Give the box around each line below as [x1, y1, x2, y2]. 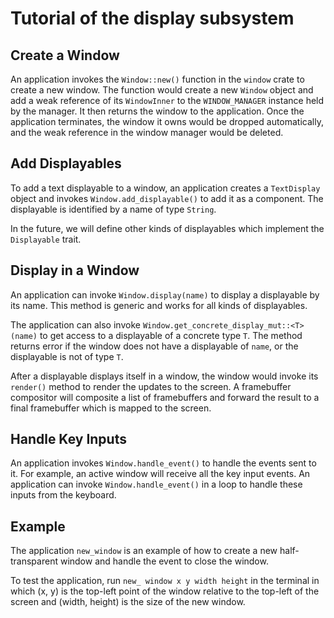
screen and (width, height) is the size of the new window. [10, 596, 246, 608]
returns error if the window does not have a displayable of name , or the [10, 340, 299, 352]
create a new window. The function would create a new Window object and [10, 84, 314, 96]
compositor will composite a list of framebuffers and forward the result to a [10, 391, 320, 403]
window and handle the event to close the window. [59, 555, 269, 567]
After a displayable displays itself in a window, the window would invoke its [10, 370, 319, 382]
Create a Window [10, 47, 120, 64]
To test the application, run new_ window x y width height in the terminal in [10, 575, 320, 587]
